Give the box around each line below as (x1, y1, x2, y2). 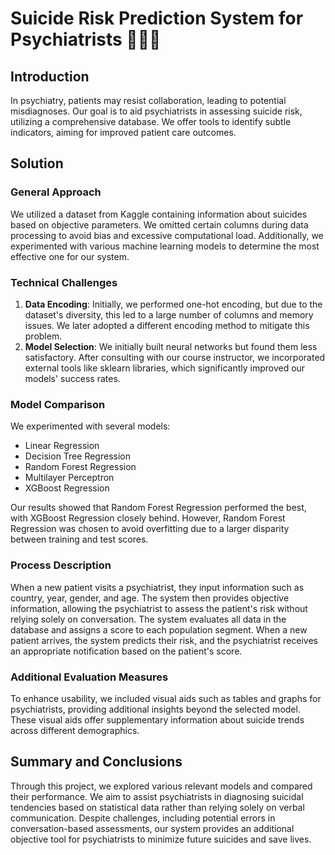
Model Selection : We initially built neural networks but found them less (24, 340, 318, 352)
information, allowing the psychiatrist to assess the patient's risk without (10, 602, 308, 614)
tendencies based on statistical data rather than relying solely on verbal (10, 801, 305, 813)
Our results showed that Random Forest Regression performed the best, (10, 502, 307, 514)
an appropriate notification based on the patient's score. (10, 645, 243, 657)
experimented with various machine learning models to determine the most (10, 240, 320, 252)
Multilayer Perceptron (24, 472, 115, 484)
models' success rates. (24, 372, 121, 384)
